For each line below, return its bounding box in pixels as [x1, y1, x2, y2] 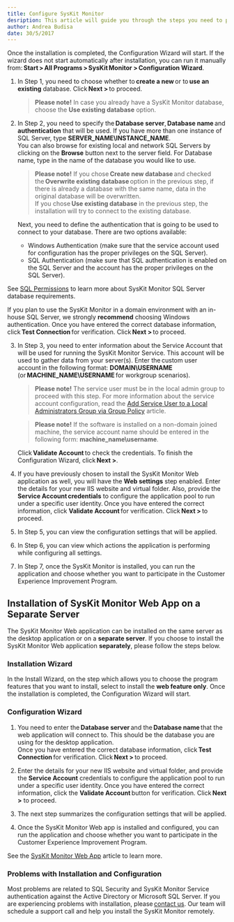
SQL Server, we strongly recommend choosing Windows [26, 313, 190, 321]
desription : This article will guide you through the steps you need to [7, 17, 223, 24]
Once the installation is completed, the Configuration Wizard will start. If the [7, 49, 225, 57]
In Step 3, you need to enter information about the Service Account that [17, 342, 223, 350]
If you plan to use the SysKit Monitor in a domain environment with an [7, 305, 207, 314]
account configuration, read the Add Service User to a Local [34, 400, 208, 408]
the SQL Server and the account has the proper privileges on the [27, 263, 214, 272]
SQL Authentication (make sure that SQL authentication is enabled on [27, 256, 227, 265]
